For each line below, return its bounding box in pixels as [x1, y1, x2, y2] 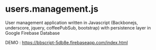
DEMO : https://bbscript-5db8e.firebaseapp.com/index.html [5, 39, 128, 45]
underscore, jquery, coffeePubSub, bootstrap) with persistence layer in [5, 25, 151, 30]
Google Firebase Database [5, 30, 60, 36]
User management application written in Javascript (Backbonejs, [5, 20, 138, 25]
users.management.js [5, 3, 99, 15]
